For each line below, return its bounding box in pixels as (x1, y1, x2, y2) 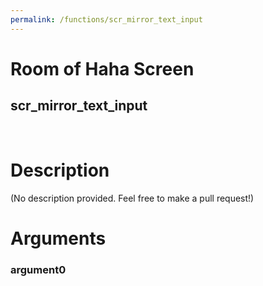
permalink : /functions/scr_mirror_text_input (10, 14, 203, 25)
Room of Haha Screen (10, 57, 195, 80)
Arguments (10, 227, 107, 250)
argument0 (10, 262, 67, 276)
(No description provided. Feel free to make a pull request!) (10, 192, 255, 204)
